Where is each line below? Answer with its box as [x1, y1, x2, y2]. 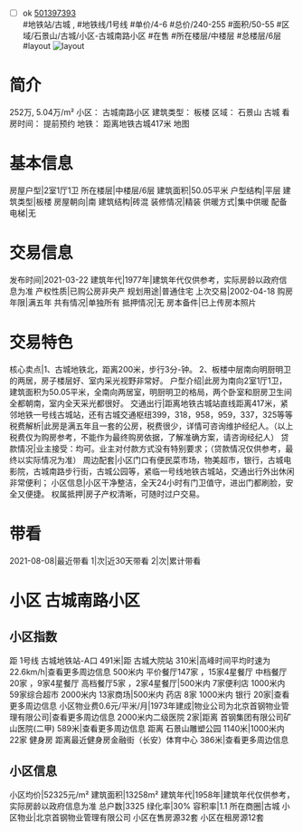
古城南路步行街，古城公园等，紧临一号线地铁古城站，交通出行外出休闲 [33, 466, 295, 477]
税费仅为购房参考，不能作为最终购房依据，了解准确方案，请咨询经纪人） [9, 431, 279, 442]
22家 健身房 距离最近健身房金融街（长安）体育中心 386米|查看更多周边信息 [9, 734, 289, 745]
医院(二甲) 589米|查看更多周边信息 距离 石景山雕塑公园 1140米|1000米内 [16, 722, 285, 733]
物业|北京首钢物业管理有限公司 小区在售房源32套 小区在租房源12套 [16, 811, 264, 823]
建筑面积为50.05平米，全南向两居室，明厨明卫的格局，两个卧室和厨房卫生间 [9, 386, 292, 397]
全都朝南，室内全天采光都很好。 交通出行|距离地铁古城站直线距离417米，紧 [9, 398, 289, 409]
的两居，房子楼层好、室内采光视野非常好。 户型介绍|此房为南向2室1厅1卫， [9, 375, 288, 386]
